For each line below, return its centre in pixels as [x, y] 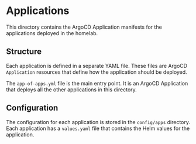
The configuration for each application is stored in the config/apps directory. [98, 122]
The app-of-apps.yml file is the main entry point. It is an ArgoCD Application [97, 83]
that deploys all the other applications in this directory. [72, 90]
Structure [24, 52]
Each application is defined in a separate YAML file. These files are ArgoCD [97, 66]
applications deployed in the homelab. [52, 33]
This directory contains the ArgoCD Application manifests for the [84, 27]
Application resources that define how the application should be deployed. [97, 72]
